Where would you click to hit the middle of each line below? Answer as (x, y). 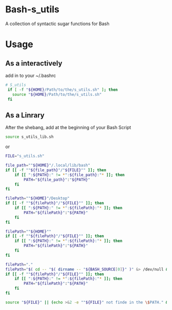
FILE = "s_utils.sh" (25, 156)
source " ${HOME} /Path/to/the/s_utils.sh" (57, 94)
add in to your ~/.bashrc (31, 75)
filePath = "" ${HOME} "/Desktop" (38, 198)
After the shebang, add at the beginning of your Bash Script (68, 128)
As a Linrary (25, 115)
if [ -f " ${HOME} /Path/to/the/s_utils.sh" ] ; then (62, 90)
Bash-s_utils (33, 9)
